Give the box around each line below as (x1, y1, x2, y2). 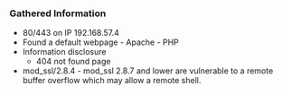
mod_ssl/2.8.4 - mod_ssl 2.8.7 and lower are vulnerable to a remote (22, 65, 274, 76)
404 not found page (35, 56, 111, 67)
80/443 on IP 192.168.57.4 (22, 28, 120, 38)
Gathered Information (9, 7, 107, 20)
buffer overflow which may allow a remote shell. (22, 75, 202, 86)
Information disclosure (22, 47, 107, 57)
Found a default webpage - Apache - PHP (22, 37, 179, 47)
